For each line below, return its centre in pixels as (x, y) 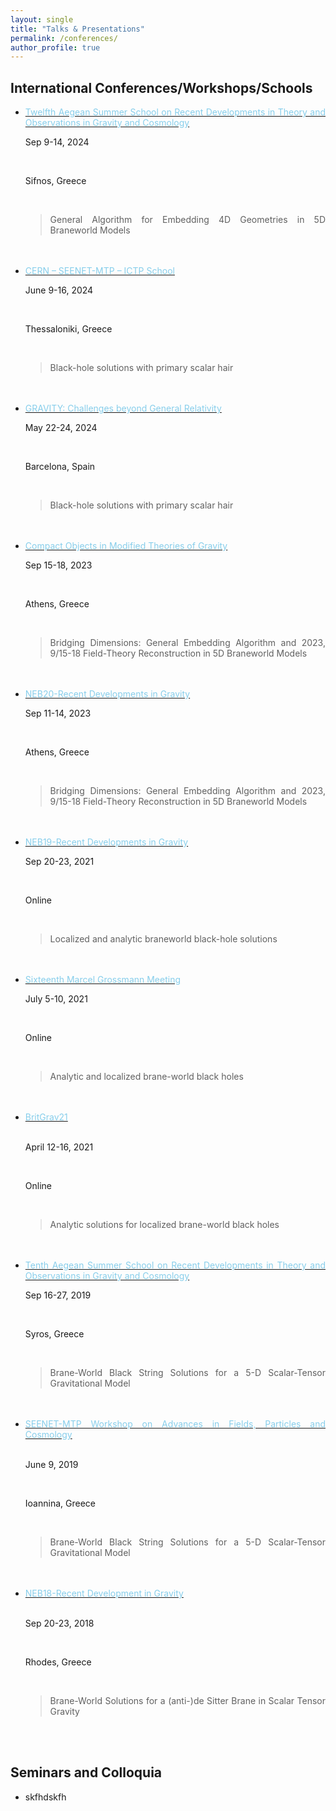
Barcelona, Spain (60, 467)
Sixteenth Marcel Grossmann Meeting (103, 980)
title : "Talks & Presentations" (77, 29)
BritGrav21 (46, 1117)
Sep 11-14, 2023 (58, 713)
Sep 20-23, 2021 (59, 862)
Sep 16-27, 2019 (58, 1295)
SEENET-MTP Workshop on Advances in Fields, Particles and (175, 1424)
